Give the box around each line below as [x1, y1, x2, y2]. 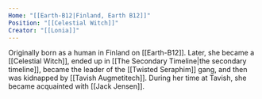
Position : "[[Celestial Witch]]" [8, 19, 119, 27]
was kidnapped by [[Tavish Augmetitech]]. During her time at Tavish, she [8, 73, 247, 83]
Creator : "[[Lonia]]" [8, 26, 80, 34]
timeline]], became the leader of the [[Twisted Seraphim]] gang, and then [8, 65, 248, 74]
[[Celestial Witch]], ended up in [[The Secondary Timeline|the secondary [8, 56, 247, 66]
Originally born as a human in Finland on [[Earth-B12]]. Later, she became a [8, 48, 255, 58]
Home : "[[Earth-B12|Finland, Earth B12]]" [8, 11, 151, 20]
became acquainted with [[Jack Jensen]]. [8, 82, 145, 91]
